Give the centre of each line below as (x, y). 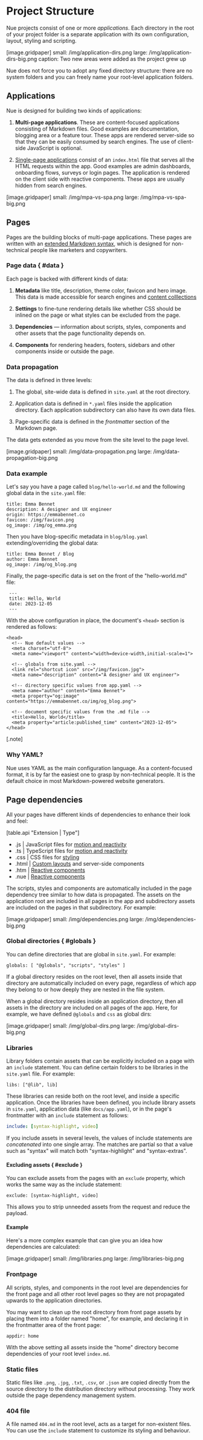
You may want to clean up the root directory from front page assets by (94, 1312)
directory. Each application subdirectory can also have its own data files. (105, 410)
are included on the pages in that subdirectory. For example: (81, 907)
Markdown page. (36, 428)
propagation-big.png (32, 458)
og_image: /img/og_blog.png (42, 565)
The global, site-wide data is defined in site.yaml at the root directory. (103, 392)
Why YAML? (25, 755)
